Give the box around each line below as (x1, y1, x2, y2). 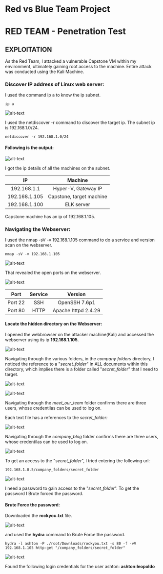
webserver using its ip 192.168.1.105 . (5, 337, 79, 343)
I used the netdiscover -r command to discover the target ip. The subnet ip (5, 120, 155, 125)
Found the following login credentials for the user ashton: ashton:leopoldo (5, 564, 155, 570)
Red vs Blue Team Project (5, 3, 110, 15)
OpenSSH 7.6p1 (58, 299, 96, 306)
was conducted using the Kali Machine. (5, 69, 84, 75)
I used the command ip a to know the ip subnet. (5, 92, 101, 98)
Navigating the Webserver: (5, 225, 71, 232)
